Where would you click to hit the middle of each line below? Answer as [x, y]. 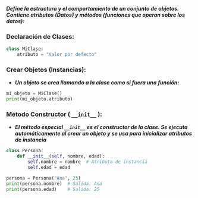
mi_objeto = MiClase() [34, 94]
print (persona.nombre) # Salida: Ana [54, 184]
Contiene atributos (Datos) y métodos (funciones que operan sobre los [96, 15]
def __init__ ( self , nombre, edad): [61, 156]
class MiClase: [25, 49]
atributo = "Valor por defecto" [57, 55]
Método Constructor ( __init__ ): [54, 114]
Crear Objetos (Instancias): [46, 70]
